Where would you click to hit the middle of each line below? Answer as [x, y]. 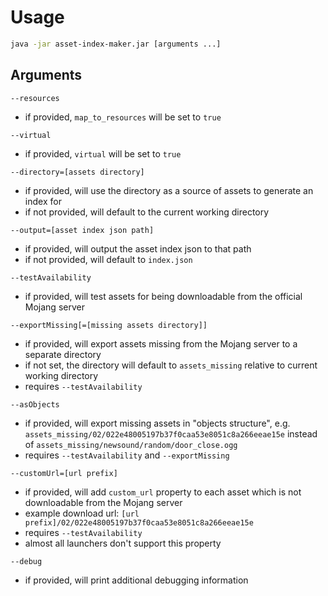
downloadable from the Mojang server [103, 502]
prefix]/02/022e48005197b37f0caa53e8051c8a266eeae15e [139, 522]
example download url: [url [82, 513]
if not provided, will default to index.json [108, 259]
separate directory [63, 354]
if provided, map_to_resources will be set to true [123, 117]
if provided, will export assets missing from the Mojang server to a [161, 343]
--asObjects [35, 404]
